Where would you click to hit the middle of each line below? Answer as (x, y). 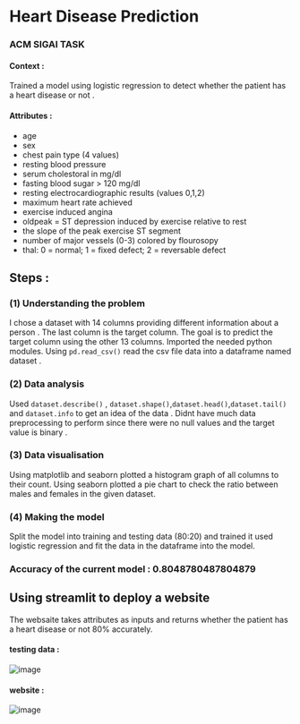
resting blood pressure (64, 164)
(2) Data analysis (47, 384)
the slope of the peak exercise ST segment (101, 231)
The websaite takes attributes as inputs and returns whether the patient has (149, 619)
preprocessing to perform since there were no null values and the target (142, 422)
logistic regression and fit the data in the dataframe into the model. (132, 546)
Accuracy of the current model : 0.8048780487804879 (133, 569)
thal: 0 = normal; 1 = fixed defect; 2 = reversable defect (124, 250)
